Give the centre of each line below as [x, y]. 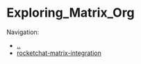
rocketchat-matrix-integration [59, 53]
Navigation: [23, 32]
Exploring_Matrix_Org [70, 13]
